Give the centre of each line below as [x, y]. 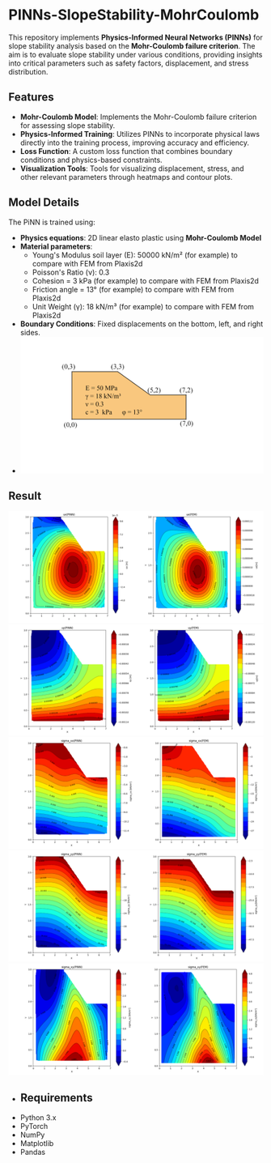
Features [31, 98]
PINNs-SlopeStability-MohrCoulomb [134, 15]
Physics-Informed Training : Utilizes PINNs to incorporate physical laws [140, 134]
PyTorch [34, 1126]
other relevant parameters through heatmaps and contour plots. [126, 177]
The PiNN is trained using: [52, 222]
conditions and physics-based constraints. [91, 160]
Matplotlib [37, 1143]
